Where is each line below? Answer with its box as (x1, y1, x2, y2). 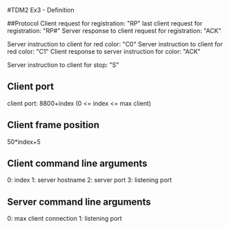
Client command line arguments (7, 158, 148, 170)
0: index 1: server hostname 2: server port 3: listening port (7, 176, 172, 184)
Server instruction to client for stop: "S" (7, 61, 119, 68)
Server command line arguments (7, 196, 151, 208)
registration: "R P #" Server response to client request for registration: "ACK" (7, 27, 222, 35)
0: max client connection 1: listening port (7, 214, 122, 223)
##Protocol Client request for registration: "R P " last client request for (7, 19, 203, 27)
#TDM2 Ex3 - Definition (7, 6, 74, 14)
